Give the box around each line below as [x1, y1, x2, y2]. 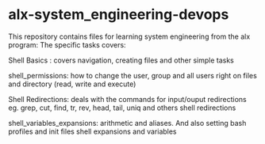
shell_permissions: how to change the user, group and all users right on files [8, 70, 258, 80]
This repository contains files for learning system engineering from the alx [8, 32, 251, 41]
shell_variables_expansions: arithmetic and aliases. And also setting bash [8, 118, 247, 127]
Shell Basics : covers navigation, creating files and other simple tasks [8, 55, 234, 65]
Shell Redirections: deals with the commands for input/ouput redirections [8, 94, 248, 104]
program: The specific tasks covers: [8, 40, 126, 49]
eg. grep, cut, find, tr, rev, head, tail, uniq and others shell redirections [8, 103, 236, 112]
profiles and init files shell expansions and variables [8, 127, 177, 136]
